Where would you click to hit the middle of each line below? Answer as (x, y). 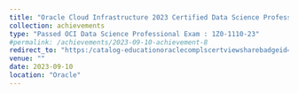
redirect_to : (33, 50)
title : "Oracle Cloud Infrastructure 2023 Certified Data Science (134, 17)
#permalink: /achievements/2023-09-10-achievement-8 (109, 42)
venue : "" (27, 58)
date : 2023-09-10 (41, 67)
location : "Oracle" (45, 75)
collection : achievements (57, 26)
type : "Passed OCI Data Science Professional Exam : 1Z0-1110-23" (134, 34)
